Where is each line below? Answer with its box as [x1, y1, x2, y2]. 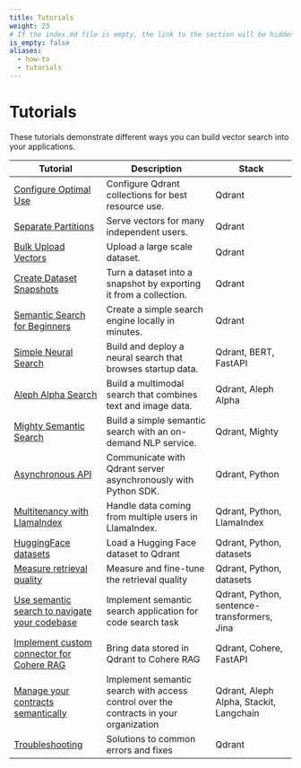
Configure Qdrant [106, 177, 181, 189]
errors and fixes [106, 744, 173, 756]
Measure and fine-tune [106, 562, 205, 574]
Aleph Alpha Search [13, 388, 98, 400]
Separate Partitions [13, 220, 95, 232]
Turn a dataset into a [106, 266, 193, 278]
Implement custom [13, 636, 92, 649]
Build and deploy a [106, 340, 185, 353]
